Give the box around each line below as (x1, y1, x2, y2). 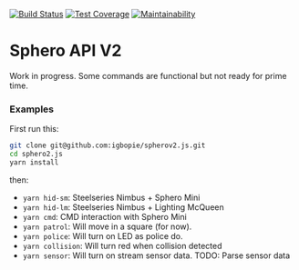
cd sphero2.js (9, 150, 64, 159)
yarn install (9, 157, 59, 167)
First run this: (9, 124, 59, 135)
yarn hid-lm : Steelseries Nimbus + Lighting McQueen (22, 201, 225, 213)
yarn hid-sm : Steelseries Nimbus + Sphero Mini (22, 192, 201, 203)
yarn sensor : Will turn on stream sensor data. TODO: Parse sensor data (22, 250, 291, 261)
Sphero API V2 (9, 41, 122, 61)
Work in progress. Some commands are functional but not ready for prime (9, 70, 287, 81)
